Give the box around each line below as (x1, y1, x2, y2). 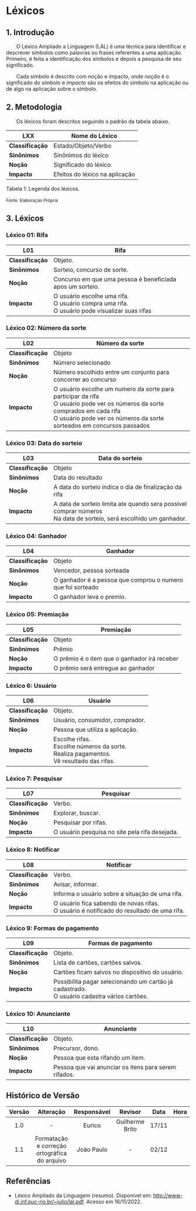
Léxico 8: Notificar (6, 846, 60, 854)
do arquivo (37, 1156, 66, 1164)
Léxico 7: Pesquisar (6, 774, 63, 783)
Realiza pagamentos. (53, 749, 111, 757)
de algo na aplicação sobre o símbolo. (6, 85, 98, 92)
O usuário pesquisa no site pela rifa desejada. (53, 828, 178, 836)
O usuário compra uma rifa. (53, 299, 128, 307)
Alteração (37, 1107, 66, 1116)
